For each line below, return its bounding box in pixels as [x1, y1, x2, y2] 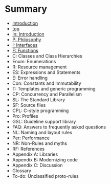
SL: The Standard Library [12, 96, 65, 103]
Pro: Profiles [12, 113, 39, 119]
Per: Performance [12, 135, 50, 141]
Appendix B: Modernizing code [12, 156, 78, 162]
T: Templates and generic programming [12, 85, 96, 91]
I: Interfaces [12, 42, 38, 48]
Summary [5, 3, 47, 15]
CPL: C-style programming [12, 107, 69, 114]
